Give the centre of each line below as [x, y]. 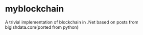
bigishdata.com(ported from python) [42, 27]
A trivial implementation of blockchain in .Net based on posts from [72, 22]
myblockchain [35, 9]
